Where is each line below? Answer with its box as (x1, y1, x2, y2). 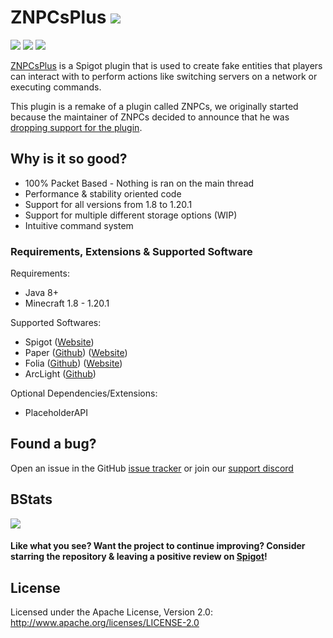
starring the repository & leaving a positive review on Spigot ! (10, 551, 268, 563)
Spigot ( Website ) (24, 336, 95, 348)
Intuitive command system (24, 219, 134, 231)
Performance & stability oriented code (24, 187, 182, 200)
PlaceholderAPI (24, 407, 89, 419)
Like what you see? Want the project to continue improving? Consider (10, 540, 306, 552)
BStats (10, 491, 53, 508)
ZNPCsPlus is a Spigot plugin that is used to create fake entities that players (10, 59, 323, 71)
